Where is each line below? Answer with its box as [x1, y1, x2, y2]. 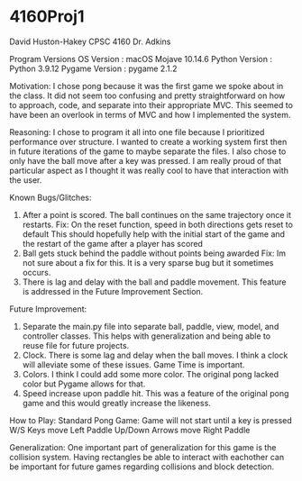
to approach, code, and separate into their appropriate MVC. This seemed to [9, 99, 293, 110]
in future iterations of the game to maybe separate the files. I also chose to [9, 146, 287, 157]
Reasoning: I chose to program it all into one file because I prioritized [9, 126, 265, 137]
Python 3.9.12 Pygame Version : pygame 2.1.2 [9, 63, 178, 74]
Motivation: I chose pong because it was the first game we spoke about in [9, 80, 284, 91]
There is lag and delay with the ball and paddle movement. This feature [22, 277, 287, 287]
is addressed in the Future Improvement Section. [22, 286, 204, 296]
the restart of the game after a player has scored [22, 238, 203, 249]
